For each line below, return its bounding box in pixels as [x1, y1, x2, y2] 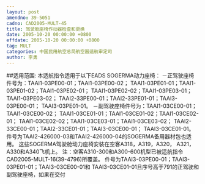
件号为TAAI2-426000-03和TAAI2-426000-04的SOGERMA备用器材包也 [6, 132, 187, 140]
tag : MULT [6, 43, 32, 49]
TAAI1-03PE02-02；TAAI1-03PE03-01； [91, 87, 193, 94]
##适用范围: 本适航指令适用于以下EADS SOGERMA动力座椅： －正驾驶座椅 [6, 71, 195, 79]
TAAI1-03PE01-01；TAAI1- [130, 79, 196, 87]
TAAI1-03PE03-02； [6, 94, 58, 102]
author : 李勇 [6, 54, 38, 60]
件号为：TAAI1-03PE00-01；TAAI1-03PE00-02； [6, 79, 130, 87]
